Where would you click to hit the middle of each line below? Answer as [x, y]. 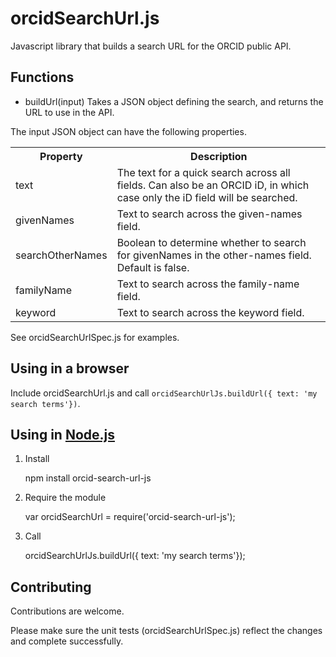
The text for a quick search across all [203, 172]
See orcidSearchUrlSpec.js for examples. [95, 337]
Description [219, 156]
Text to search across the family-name [208, 284]
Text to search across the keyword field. [210, 312]
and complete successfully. [67, 641]
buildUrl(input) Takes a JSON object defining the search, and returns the [174, 101]
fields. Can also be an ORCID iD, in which [213, 185]
